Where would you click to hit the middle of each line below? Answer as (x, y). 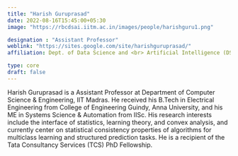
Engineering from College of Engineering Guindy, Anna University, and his (115, 107)
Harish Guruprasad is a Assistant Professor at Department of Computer (111, 92)
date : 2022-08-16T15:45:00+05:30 (57, 20)
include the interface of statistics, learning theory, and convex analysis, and (118, 122)
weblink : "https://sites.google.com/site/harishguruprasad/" (100, 47)
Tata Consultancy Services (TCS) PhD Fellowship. (80, 145)
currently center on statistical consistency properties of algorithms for (109, 130)
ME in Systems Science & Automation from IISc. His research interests (110, 114)
